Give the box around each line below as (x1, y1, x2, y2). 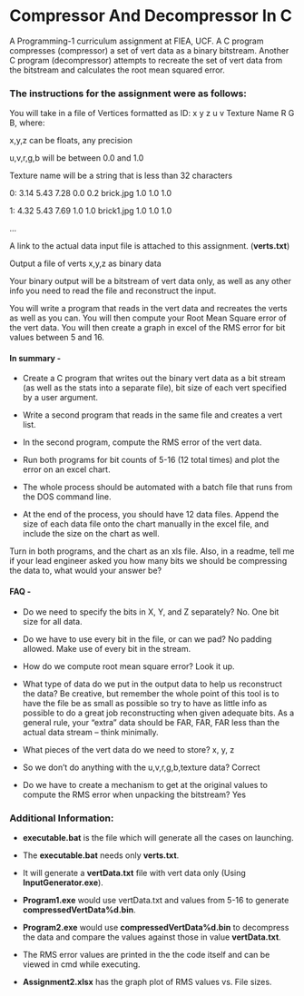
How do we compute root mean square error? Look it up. (22, 660, 235, 672)
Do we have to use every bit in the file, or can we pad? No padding (22, 633, 272, 645)
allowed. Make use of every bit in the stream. (22, 643, 191, 654)
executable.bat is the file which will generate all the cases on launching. (22, 832, 294, 843)
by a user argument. (22, 392, 98, 403)
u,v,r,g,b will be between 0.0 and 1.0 (9, 153, 144, 163)
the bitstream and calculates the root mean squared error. (9, 64, 225, 75)
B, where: (9, 117, 45, 128)
